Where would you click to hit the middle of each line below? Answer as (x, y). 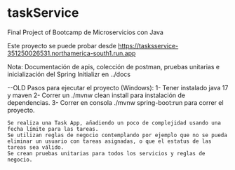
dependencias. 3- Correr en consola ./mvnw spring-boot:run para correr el (115, 102)
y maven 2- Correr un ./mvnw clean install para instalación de (96, 95)
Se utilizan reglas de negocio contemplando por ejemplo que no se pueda (117, 135)
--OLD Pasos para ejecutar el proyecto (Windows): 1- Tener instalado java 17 (118, 87)
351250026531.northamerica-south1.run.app (72, 53)
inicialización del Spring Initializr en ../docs (69, 74)
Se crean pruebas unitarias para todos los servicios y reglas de (106, 153)
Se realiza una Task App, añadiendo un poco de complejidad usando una (114, 123)
